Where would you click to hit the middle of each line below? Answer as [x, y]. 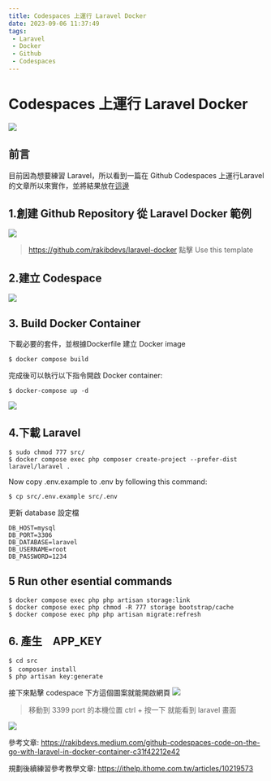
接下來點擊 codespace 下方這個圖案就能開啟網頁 [90, 692]
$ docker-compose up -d [49, 391]
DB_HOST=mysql [32, 528]
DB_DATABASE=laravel [43, 542]
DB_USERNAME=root [38, 549]
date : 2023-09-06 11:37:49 [54, 24]
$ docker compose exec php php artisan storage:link [99, 600]
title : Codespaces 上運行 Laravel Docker [77, 16]
